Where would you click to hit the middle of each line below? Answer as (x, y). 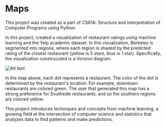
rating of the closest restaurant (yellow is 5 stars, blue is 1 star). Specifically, (83, 53)
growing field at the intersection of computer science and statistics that (79, 114)
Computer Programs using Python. (41, 27)
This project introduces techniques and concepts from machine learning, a (82, 109)
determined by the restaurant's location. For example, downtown (72, 83)
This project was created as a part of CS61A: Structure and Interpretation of (83, 22)
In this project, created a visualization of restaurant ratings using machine (81, 37)
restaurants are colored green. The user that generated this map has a (77, 88)
